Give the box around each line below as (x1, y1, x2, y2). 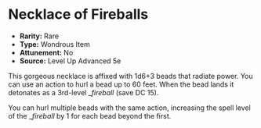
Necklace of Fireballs (8, 5, 149, 23)
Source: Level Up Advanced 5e (19, 56, 121, 66)
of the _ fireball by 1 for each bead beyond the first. (8, 111, 172, 120)
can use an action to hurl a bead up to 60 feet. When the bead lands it (8, 80, 234, 89)
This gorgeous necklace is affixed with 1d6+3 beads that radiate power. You (8, 71, 253, 80)
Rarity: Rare (19, 31, 60, 41)
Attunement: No (19, 48, 74, 57)
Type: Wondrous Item (19, 39, 90, 48)
